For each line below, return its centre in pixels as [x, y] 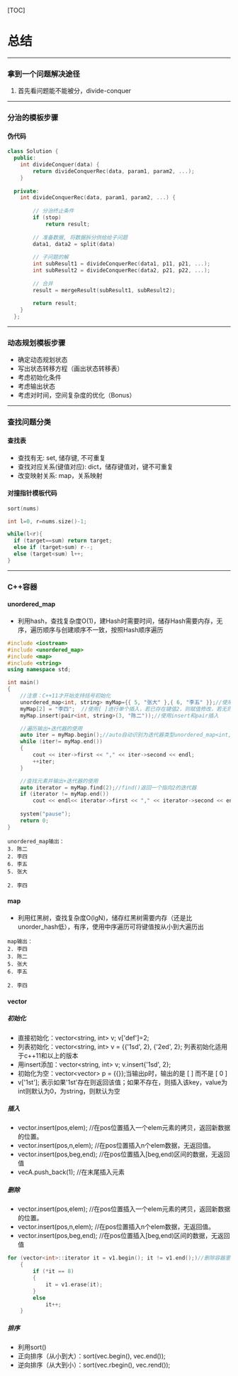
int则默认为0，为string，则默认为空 [69, 1091]
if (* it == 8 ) [53, 1271]
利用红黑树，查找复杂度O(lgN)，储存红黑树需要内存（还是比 [105, 917]
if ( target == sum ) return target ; [63, 541]
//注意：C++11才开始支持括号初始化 [66, 696]
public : [25, 158]
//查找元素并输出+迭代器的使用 [59, 781]
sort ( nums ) [23, 508]
